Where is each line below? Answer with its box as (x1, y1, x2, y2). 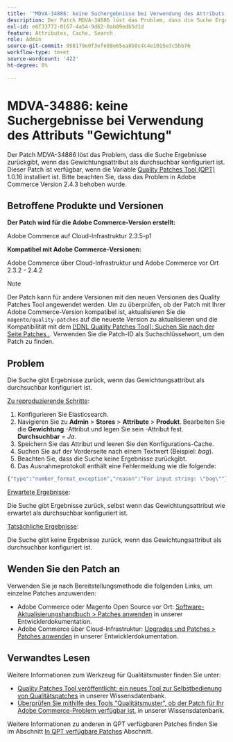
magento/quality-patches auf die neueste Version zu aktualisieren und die (7, 315, 218, 324)
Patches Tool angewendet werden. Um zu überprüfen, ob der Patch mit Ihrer (7, 300, 226, 309)
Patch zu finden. (7, 338, 54, 346)
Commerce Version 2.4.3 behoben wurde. (7, 180, 127, 188)
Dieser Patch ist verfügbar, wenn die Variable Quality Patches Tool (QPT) (7, 165, 216, 174)
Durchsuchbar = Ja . (17, 432, 77, 441)
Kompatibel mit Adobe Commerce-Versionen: (7, 245, 142, 254)
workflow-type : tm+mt (7, 49, 70, 56)
